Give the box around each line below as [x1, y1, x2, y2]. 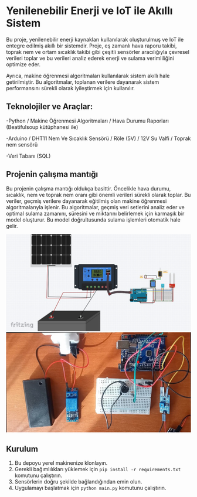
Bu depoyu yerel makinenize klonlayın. [14, 459, 108, 467]
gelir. [6, 222, 18, 229]
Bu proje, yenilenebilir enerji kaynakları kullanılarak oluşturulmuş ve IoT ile [6, 36, 184, 43]
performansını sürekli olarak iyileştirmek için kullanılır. [6, 84, 135, 91]
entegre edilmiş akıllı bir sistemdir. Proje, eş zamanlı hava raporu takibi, [6, 42, 177, 49]
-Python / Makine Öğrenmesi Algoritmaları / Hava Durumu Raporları [6, 117, 169, 124]
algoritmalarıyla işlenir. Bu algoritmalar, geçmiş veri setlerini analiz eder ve [6, 203, 185, 210]
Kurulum [6, 444, 39, 454]
